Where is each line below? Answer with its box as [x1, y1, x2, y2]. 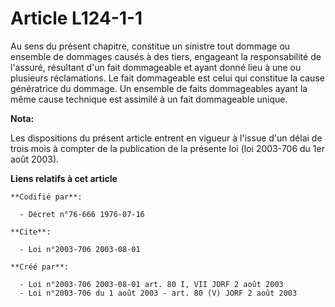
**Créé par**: [10, 262, 70, 272]
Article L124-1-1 [10, 7, 143, 30]
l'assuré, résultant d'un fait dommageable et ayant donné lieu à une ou [10, 61, 302, 73]
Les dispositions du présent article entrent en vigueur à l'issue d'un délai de [10, 132, 323, 144]
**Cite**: [10, 227, 52, 237]
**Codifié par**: [10, 192, 83, 202]
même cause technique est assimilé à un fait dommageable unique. [10, 93, 288, 105]
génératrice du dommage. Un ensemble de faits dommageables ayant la [10, 82, 308, 94]
